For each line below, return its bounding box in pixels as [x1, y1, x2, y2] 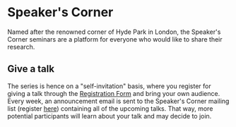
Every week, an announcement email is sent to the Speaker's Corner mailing [7, 97, 230, 105]
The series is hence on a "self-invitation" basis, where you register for [7, 82, 211, 90]
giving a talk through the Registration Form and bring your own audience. [7, 89, 220, 97]
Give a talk [7, 63, 55, 75]
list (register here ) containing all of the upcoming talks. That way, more [7, 104, 213, 113]
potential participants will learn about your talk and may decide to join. [7, 111, 212, 120]
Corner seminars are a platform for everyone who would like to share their [7, 35, 223, 43]
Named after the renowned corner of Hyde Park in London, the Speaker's [7, 28, 221, 36]
